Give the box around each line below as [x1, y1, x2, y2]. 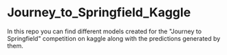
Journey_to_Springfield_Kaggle [7, 5, 191, 20]
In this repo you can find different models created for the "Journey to [7, 27, 202, 35]
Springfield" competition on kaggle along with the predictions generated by [7, 34, 221, 42]
